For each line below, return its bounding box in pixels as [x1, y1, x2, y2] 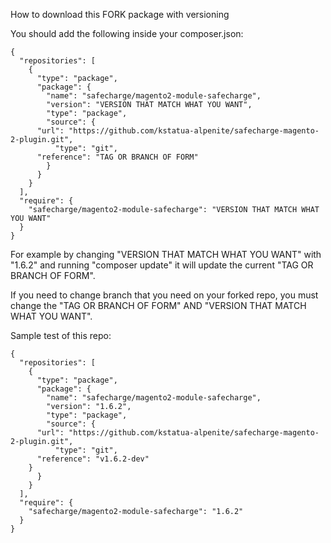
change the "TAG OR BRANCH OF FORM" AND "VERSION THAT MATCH [10, 300, 307, 311]
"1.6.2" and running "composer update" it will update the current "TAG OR [10, 259, 314, 271]
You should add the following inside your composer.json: [10, 28, 244, 39]
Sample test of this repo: [10, 330, 112, 341]
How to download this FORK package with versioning [10, 9, 230, 20]
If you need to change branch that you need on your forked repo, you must [10, 289, 319, 301]
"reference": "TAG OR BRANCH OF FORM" [36, 152, 199, 162]
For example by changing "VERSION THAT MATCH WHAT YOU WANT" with [10, 249, 322, 260]
